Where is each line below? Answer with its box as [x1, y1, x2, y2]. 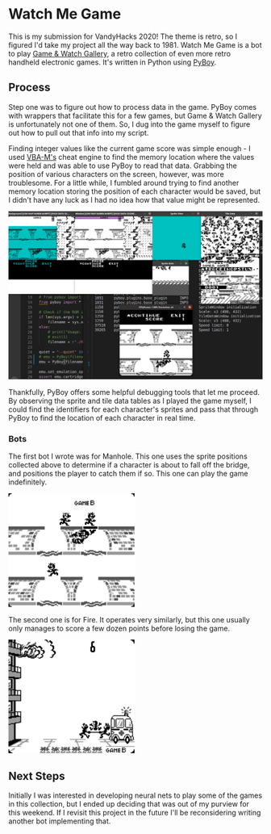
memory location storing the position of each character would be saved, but [8, 186, 261, 196]
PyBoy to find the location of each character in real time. [8, 413, 196, 422]
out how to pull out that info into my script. [8, 128, 149, 137]
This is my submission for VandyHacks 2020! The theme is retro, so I [8, 31, 238, 41]
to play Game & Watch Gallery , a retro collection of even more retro [8, 48, 231, 58]
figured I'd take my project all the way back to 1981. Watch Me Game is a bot [8, 40, 262, 49]
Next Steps [8, 769, 65, 783]
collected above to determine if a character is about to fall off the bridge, [8, 460, 250, 470]
